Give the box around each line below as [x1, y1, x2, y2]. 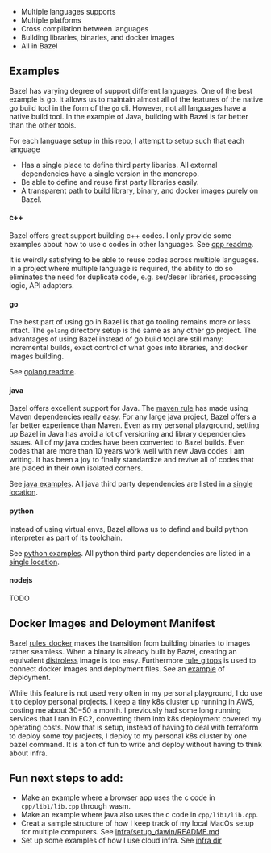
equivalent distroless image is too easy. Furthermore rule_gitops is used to [9, 655, 256, 665]
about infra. [9, 748, 48, 758]
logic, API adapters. [9, 281, 75, 291]
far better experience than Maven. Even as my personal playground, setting [9, 420, 260, 430]
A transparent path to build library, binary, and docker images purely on [20, 186, 259, 195]
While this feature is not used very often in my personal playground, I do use [9, 688, 263, 697]
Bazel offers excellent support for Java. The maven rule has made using [9, 404, 248, 413]
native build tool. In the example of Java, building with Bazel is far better [9, 111, 248, 121]
